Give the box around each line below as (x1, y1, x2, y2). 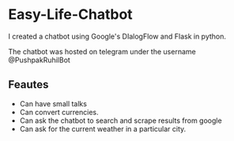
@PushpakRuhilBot (8, 55, 71, 65)
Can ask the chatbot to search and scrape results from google (19, 116, 223, 125)
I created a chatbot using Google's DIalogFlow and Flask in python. (8, 32, 227, 41)
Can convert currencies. (19, 107, 99, 117)
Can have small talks (19, 98, 87, 108)
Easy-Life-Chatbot (8, 6, 133, 24)
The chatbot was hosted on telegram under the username (8, 46, 196, 56)
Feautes (8, 78, 49, 91)
